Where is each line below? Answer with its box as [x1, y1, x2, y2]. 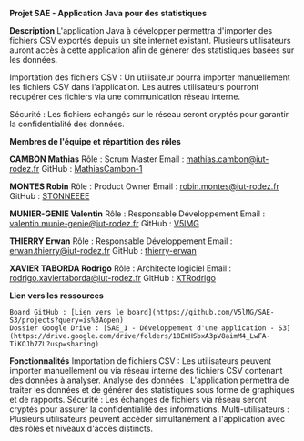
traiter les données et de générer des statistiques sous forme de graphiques [9, 385, 295, 395]
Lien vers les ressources [9, 290, 105, 301]
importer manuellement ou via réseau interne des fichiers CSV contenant [9, 366, 283, 376]
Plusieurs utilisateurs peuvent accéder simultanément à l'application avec [9, 414, 285, 424]
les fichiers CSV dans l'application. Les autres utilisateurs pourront [9, 82, 259, 92]
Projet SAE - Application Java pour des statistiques [9, 8, 208, 18]
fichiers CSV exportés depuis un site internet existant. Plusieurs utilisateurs [9, 35, 291, 45]
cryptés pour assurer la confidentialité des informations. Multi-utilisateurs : [9, 404, 289, 415]
